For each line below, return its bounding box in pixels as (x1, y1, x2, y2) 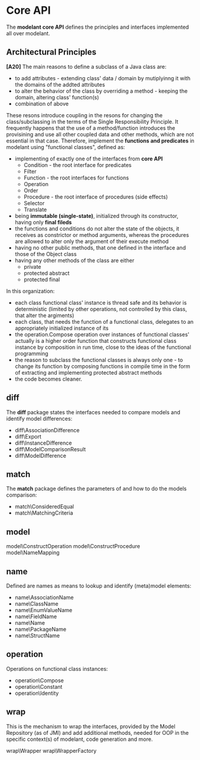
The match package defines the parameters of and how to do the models (6, 485, 187, 493)
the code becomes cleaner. (14, 375, 82, 382)
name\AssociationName (14, 594, 74, 601)
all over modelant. (6, 29, 51, 37)
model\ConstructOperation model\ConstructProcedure (6, 543, 140, 550)
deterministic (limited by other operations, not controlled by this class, (14, 305, 187, 312)
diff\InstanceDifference (14, 439, 72, 446)
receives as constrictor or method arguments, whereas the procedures (14, 231, 189, 238)
